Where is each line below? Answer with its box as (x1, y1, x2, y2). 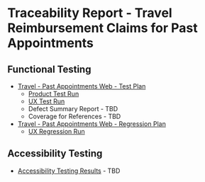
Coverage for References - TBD (28, 112, 121, 120)
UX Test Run (28, 97, 65, 106)
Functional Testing (7, 63, 92, 75)
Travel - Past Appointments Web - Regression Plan (17, 120, 167, 128)
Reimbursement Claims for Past (7, 20, 198, 36)
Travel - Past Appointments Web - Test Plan (17, 82, 146, 90)
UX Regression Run (28, 127, 85, 135)
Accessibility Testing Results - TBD (17, 166, 121, 175)
